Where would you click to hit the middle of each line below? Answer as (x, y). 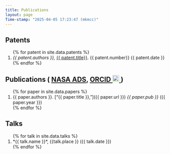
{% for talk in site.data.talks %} (45, 136)
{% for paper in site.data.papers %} (50, 91)
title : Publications (27, 10)
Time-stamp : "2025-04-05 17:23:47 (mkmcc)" (52, 19)
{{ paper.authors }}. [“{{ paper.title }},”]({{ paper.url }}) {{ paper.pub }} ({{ (89, 97)
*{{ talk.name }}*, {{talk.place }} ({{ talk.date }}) (62, 141)
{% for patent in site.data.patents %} (51, 52)
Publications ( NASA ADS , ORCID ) (64, 79)
